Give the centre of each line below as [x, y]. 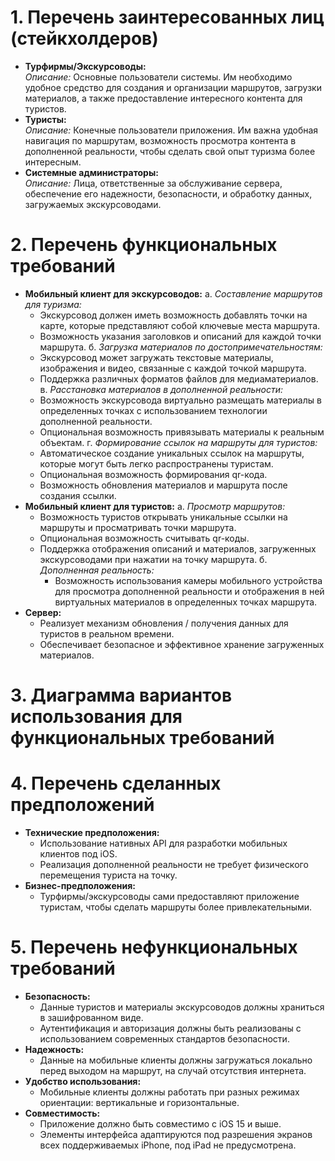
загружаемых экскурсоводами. [93, 204]
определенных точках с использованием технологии [153, 410]
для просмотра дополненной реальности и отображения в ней [189, 591]
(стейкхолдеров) [84, 38]
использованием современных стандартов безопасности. [164, 1038]
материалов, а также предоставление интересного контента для [163, 98]
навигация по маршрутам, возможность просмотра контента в [160, 140]
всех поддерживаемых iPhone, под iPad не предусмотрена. [168, 1145]
